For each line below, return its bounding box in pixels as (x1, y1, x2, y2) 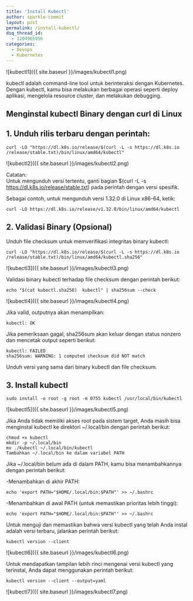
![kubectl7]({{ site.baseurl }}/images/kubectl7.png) (6, 588, 128, 595)
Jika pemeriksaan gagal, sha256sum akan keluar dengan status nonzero (6, 330, 181, 337)
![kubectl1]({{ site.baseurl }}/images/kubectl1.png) (6, 68, 127, 75)
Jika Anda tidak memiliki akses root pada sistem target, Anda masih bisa (6, 417, 181, 425)
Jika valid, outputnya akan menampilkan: (6, 309, 104, 316)
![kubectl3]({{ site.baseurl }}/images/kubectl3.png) (6, 264, 129, 271)
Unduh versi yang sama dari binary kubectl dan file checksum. (6, 363, 157, 370)
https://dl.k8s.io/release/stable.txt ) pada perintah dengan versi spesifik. (6, 183, 180, 190)
